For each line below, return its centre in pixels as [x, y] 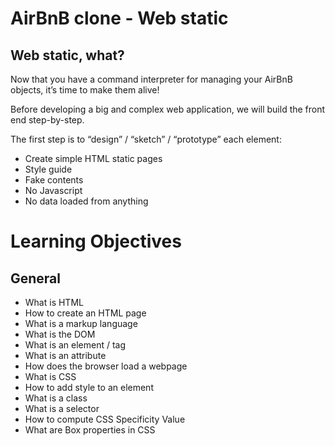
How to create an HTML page [85, 313]
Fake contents [54, 180]
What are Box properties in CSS [90, 430]
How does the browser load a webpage [106, 366]
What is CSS [50, 376]
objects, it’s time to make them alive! [85, 90]
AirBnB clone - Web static [119, 18]
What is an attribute [65, 355]
